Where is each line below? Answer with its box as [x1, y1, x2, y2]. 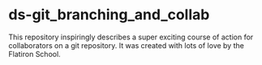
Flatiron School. [8, 49, 61, 59]
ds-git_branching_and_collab [8, 6, 210, 24]
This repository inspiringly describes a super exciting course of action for [8, 32, 254, 42]
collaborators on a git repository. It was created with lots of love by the [8, 40, 245, 50]
